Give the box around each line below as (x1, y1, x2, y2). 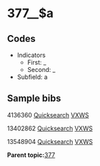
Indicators (16, 51, 46, 59)
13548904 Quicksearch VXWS (7, 137, 93, 145)
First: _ (27, 58, 47, 67)
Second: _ (27, 66, 56, 73)
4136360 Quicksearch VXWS (7, 110, 89, 119)
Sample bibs (7, 93, 62, 104)
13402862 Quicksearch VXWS (7, 124, 93, 132)
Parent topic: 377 (7, 150, 55, 159)
